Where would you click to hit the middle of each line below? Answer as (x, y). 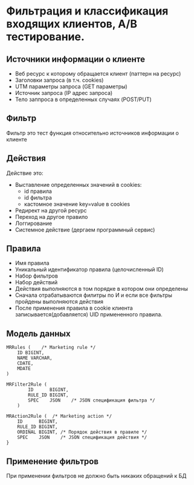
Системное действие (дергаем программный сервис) (85, 229)
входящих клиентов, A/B (72, 24)
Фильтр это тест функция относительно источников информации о (93, 133)
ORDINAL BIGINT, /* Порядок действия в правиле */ (82, 432)
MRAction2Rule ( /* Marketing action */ (59, 416)
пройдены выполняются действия (59, 302)
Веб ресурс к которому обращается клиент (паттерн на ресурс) (98, 73)
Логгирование (34, 223)
